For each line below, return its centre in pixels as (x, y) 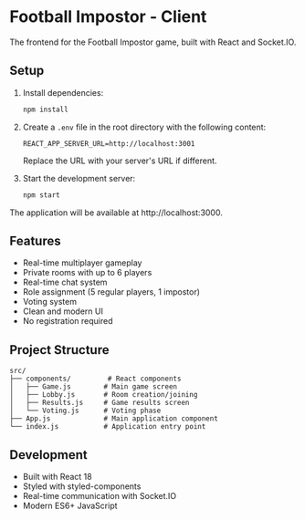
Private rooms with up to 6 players (87, 273)
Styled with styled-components (82, 486)
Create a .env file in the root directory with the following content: (144, 127)
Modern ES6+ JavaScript (70, 505)
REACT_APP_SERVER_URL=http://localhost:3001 (109, 143)
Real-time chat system (65, 282)
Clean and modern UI (63, 311)
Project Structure (59, 350)
